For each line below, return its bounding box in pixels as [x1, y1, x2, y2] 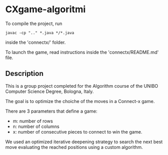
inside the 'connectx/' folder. [5, 39, 66, 45]
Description [5, 69, 44, 78]
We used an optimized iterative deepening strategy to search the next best [5, 139, 163, 145]
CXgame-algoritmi [5, 4, 86, 15]
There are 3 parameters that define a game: [5, 108, 98, 114]
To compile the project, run [5, 20, 62, 27]
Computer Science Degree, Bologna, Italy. [5, 88, 94, 94]
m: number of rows [12, 118, 53, 124]
